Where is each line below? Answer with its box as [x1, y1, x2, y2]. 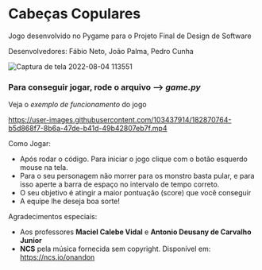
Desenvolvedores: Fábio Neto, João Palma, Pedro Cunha [8, 46, 195, 56]
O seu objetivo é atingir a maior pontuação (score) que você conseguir [19, 188, 252, 198]
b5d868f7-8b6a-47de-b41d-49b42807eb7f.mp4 [8, 124, 168, 133]
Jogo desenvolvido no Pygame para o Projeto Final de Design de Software [8, 31, 252, 40]
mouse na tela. [19, 163, 69, 172]
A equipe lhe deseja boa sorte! [19, 196, 121, 206]
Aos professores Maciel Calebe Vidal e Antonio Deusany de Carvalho [19, 227, 252, 237]
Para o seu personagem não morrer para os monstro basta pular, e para [19, 172, 255, 181]
